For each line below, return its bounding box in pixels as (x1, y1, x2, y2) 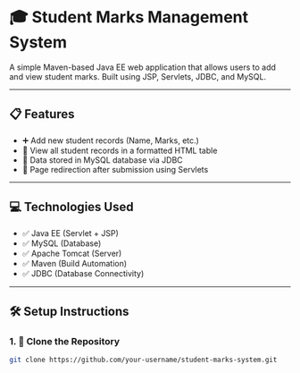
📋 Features (9, 106, 75, 122)
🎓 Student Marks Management (9, 7, 249, 28)
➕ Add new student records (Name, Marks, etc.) (21, 135, 199, 146)
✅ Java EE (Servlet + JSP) (21, 227, 119, 238)
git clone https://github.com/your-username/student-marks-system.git (9, 355, 278, 365)
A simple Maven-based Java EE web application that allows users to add (9, 62, 277, 72)
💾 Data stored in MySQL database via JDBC (21, 154, 183, 165)
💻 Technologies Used (9, 199, 134, 215)
